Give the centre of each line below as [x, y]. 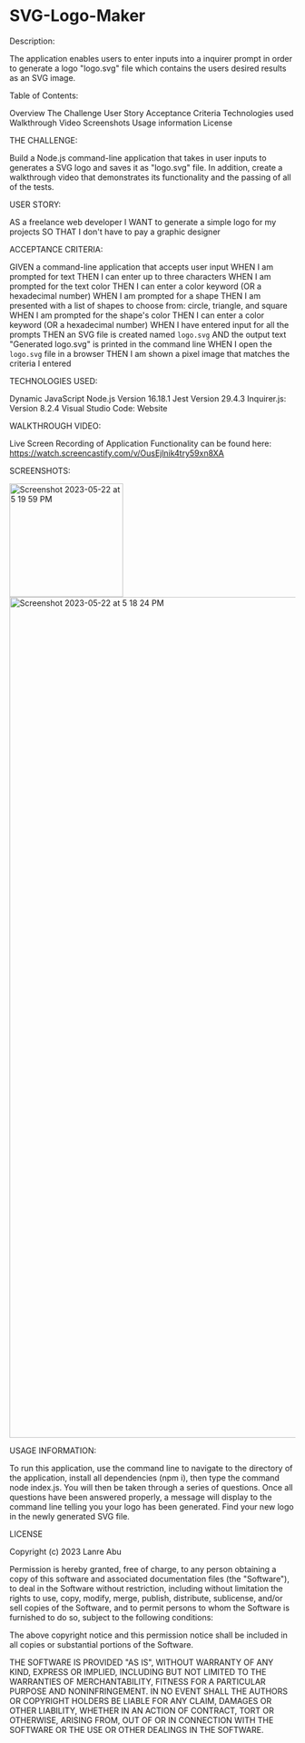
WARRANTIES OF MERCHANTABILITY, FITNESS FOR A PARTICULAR [138, 1681]
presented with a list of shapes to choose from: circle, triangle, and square [148, 305]
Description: [32, 41]
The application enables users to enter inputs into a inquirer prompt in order [151, 58]
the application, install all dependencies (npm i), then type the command [144, 1478]
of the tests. [32, 186]
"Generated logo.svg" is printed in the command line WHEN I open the [141, 344]
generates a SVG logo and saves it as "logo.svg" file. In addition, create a [146, 167]
